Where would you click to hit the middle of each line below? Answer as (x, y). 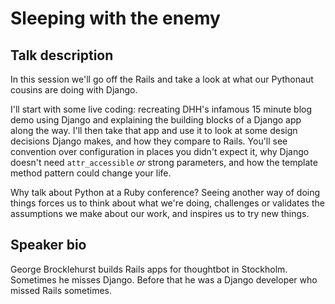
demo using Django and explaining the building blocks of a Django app (156, 120)
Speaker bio (48, 245)
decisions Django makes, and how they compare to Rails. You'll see (149, 141)
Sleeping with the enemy (115, 18)
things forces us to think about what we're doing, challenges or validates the (167, 203)
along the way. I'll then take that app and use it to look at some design (154, 130)
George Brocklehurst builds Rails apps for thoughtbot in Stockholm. (149, 269)
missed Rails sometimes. (61, 290)
